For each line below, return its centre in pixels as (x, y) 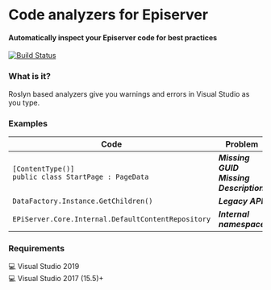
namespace (242, 224)
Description (241, 188)
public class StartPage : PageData (81, 176)
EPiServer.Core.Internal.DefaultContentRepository (112, 219)
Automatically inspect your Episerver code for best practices (113, 37)
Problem (242, 144)
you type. (24, 102)
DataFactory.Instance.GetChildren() (83, 201)
